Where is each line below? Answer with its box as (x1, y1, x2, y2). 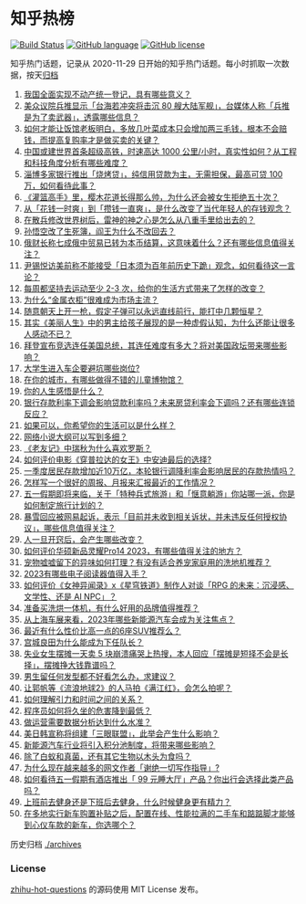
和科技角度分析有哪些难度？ (23, 157, 128, 168)
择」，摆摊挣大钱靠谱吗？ (23, 659, 117, 670)
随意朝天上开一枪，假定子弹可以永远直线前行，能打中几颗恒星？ (23, 305, 263, 316)
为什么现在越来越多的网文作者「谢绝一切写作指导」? (23, 762, 219, 773)
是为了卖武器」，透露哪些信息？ (23, 111, 140, 122)
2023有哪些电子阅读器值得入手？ (23, 568, 148, 579)
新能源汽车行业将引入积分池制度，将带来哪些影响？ (23, 739, 216, 750)
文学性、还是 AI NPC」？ (23, 591, 117, 602)
